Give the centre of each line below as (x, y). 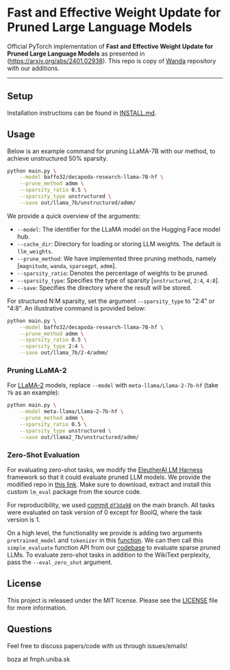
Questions (30, 629)
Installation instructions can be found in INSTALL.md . (82, 113)
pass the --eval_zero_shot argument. (60, 562)
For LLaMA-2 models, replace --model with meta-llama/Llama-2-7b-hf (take (113, 386)
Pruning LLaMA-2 (37, 370)
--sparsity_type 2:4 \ (52, 346)
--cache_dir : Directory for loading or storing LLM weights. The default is (119, 244)
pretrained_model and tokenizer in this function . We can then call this (105, 540)
